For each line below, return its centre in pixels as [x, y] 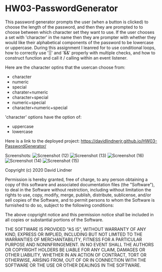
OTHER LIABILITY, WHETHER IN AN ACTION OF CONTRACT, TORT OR [76, 255]
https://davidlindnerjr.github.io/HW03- [119, 141]
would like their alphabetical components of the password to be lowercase [79, 42]
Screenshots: [18, 155]
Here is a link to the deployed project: [42, 141]
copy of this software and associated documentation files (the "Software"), [80, 184]
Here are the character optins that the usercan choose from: [65, 67]
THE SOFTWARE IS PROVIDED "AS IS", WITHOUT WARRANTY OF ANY [76, 229]
